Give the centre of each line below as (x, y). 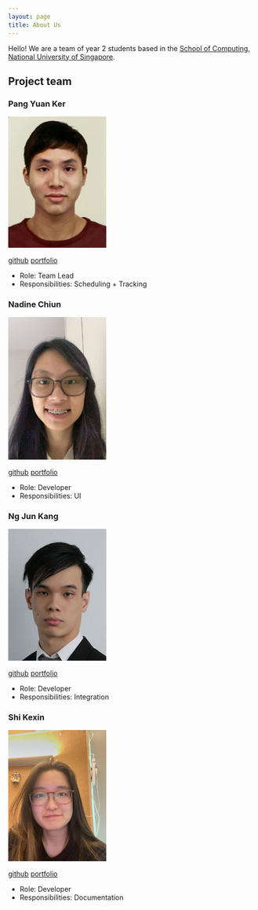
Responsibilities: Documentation (71, 897)
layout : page (29, 17)
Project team (40, 81)
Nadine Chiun (35, 304)
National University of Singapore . (62, 57)
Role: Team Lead (47, 275)
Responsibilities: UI (50, 496)
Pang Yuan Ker (37, 104)
